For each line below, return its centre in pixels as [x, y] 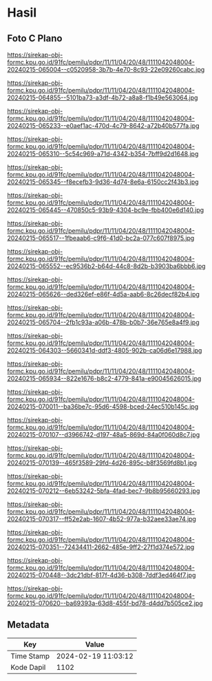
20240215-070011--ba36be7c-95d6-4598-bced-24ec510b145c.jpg [103, 407]
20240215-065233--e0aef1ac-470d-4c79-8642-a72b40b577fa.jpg [103, 125]
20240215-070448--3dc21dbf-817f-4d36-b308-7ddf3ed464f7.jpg [102, 575]
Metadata [28, 625]
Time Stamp [30, 656]
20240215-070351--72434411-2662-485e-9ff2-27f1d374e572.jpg [101, 547]
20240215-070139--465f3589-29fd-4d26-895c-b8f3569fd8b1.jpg [102, 463]
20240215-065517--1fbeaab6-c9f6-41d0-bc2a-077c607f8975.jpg [101, 238]
